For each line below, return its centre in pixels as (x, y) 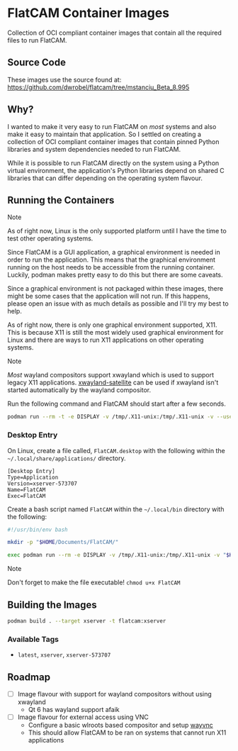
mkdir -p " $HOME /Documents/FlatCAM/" (63, 543)
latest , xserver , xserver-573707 (64, 655)
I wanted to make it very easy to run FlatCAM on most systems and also (112, 126)
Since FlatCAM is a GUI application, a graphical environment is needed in (114, 252)
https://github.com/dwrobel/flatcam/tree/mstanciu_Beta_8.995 (98, 87)
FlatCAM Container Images (89, 13)
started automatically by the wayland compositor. (79, 390)
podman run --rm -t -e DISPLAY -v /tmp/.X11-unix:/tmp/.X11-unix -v (110, 417)
